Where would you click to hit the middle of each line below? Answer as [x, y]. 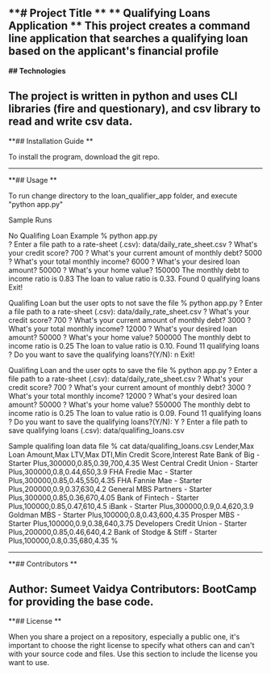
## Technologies [37, 70]
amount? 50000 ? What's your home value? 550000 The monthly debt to [129, 405]
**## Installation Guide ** [51, 141]
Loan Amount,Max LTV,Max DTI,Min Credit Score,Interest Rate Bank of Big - [134, 454]
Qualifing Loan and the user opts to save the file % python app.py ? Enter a [133, 370]
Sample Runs [30, 220]
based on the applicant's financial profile [114, 51]
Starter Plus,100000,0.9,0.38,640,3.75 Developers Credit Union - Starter [128, 523]
